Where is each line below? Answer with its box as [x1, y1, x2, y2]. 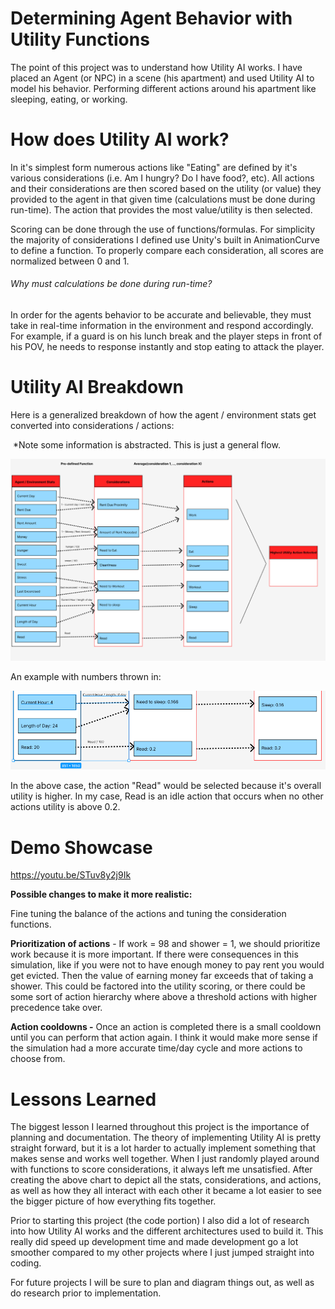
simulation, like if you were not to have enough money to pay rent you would [10, 959, 325, 971]
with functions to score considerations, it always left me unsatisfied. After [10, 1163, 313, 1176]
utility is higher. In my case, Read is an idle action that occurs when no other [10, 790, 324, 802]
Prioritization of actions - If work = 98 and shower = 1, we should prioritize [10, 938, 321, 950]
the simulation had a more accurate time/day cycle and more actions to [10, 1042, 303, 1054]
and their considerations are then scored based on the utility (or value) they [10, 182, 322, 194]
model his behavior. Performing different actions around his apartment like [10, 82, 317, 94]
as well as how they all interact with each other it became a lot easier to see [10, 1185, 322, 1197]
